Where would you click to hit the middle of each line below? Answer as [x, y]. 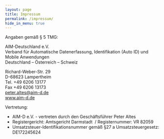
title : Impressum [23, 14]
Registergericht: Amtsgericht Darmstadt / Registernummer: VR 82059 [83, 122]
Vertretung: [17, 107]
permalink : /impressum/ [29, 19]
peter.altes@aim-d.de [27, 93]
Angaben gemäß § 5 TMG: [32, 37]
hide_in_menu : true [25, 23]
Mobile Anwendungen [27, 57]
